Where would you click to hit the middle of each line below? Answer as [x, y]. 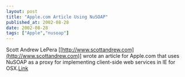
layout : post [22, 11]
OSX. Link [17, 68]
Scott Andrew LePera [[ [34, 50]
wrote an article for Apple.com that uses [131, 56]
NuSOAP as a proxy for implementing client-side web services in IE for [91, 62]
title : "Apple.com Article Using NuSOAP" [57, 17]
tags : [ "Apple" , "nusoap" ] [37, 33]
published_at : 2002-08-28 [37, 22]
